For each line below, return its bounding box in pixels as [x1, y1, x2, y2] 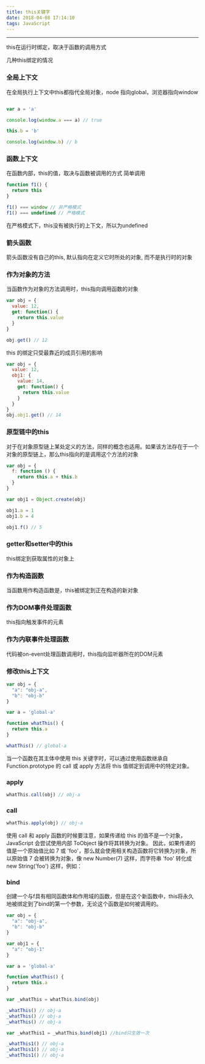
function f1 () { [6, 182, 48, 188]
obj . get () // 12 [6, 337, 48, 343]
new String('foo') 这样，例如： [6, 862, 82, 870]
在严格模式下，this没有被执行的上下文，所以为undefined [6, 221, 148, 229]
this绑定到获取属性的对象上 [6, 554, 74, 562]
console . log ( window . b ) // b [6, 139, 78, 145]
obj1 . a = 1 [6, 507, 34, 513]
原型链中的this [6, 428, 49, 436]
